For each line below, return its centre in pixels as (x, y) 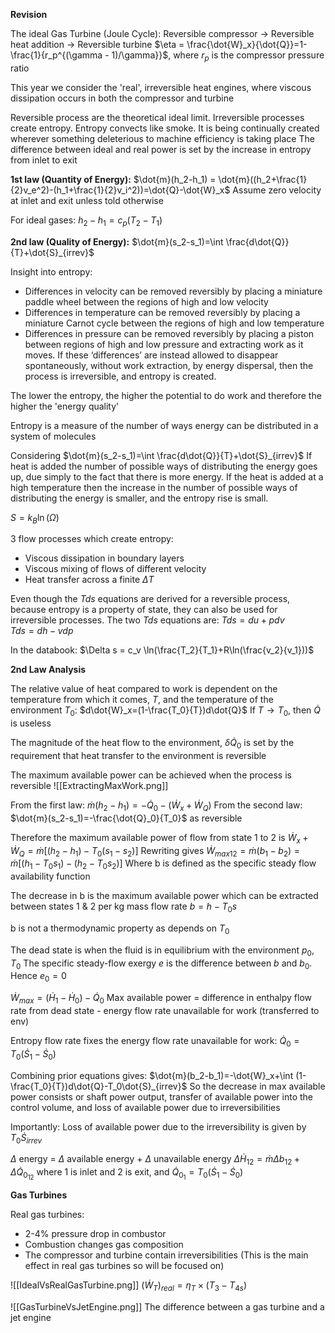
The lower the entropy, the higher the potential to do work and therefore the (166, 395)
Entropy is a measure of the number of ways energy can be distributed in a (164, 425)
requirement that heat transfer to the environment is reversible (138, 755)
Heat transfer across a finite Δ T (89, 580)
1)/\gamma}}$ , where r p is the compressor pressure (218, 56)
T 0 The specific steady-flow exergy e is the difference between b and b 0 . (161, 964)
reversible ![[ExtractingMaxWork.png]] (89, 785)
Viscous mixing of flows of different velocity (115, 569)
